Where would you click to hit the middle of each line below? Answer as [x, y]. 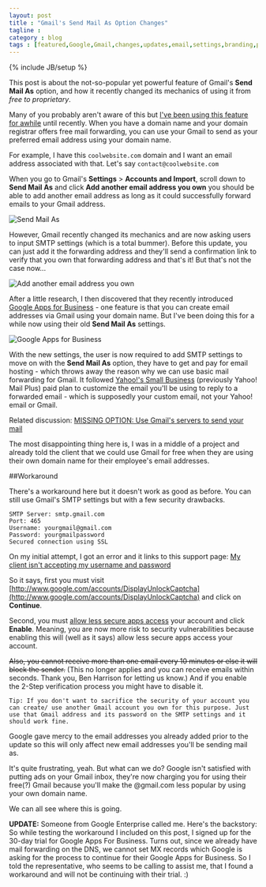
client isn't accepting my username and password [90, 565]
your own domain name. [48, 794]
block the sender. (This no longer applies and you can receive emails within [132, 670]
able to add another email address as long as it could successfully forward [130, 196]
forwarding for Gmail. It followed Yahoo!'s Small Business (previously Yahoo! [133, 380]
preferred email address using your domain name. [90, 140]
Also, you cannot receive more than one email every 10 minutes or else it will [133, 661]
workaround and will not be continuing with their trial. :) [99, 874]
